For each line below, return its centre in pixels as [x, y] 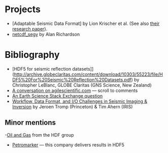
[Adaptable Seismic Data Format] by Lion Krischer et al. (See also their [86, 23]
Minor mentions [30, 123]
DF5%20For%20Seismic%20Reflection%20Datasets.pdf [72, 79]
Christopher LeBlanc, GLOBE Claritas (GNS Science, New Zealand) [82, 85]
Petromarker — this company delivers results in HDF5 [68, 145]
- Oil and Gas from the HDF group [39, 135]
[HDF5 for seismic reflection [42, 69]
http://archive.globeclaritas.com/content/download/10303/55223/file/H [88, 74]
